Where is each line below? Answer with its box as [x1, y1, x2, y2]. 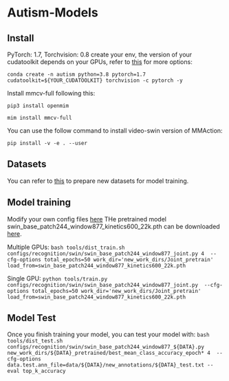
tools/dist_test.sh [7, 338, 63, 345]
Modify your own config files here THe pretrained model [7, 215, 167, 223]
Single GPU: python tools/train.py [7, 274, 108, 283]
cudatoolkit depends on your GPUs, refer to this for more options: [7, 58, 193, 66]
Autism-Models [7, 5, 98, 21]
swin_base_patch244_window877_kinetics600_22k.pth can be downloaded [7, 222, 220, 230]
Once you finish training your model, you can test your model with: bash [7, 330, 210, 338]
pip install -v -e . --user [7, 140, 88, 146]
